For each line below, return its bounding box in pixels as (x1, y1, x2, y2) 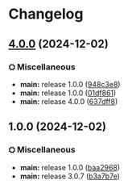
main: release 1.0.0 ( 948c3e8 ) (19, 79, 121, 89)
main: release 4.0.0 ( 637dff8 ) (19, 96, 118, 106)
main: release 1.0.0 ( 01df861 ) (19, 88, 117, 98)
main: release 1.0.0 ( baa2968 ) (19, 162, 121, 172)
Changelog (8, 5, 84, 23)
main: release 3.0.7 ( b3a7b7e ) (19, 171, 121, 181)
